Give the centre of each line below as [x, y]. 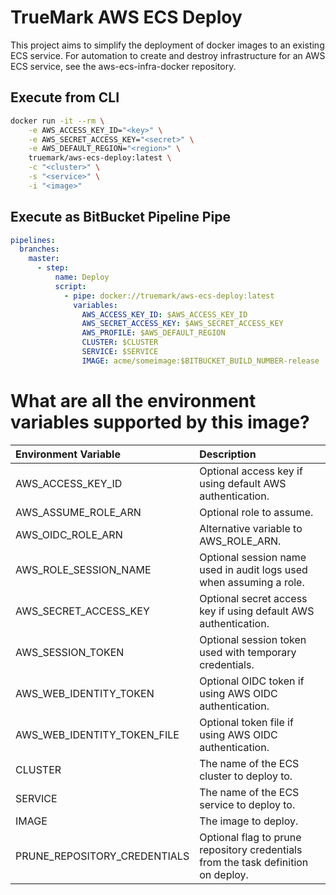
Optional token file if [246, 722]
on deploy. [224, 874]
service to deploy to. [247, 804]
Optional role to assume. [256, 512]
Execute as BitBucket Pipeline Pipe [120, 217]
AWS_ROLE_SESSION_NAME [83, 569]
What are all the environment [133, 401]
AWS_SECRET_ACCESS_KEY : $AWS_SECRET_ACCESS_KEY [182, 324]
